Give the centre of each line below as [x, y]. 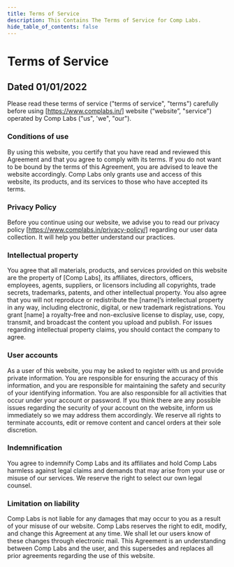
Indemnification [35, 448]
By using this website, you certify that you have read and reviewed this [109, 152]
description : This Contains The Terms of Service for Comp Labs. [104, 20]
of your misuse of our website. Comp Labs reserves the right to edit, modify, [117, 526]
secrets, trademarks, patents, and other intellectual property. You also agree [117, 293]
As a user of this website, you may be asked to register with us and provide [115, 370]
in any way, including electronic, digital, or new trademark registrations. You [116, 307]
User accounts [32, 355]
